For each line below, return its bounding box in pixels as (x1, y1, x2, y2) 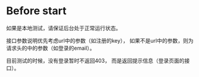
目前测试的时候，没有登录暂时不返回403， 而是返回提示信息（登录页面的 (6, 57, 185, 64)
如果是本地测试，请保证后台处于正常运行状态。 (6, 24, 121, 31)
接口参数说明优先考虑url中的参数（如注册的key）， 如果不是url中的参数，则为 (6, 37, 194, 44)
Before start (6, 4, 67, 18)
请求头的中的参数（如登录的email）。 (6, 44, 95, 52)
